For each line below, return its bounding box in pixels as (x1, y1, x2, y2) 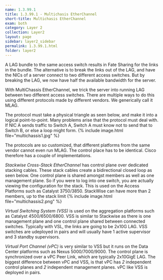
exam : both (5, 21, 27, 26)
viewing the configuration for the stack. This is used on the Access (5, 183, 140, 188)
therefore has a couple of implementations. (5, 152, 92, 158)
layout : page (5, 35, 32, 40)
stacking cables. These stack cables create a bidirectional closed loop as (5, 167, 152, 173)
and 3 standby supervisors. (5, 233, 60, 240)
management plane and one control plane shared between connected (5, 218, 145, 224)
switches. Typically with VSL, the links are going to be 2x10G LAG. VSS (5, 223, 148, 229)
